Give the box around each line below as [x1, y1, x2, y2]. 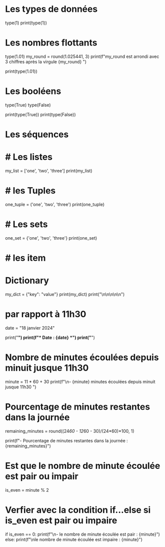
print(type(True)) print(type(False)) [5, 111, 76, 117]
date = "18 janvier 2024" [5, 325, 55, 331]
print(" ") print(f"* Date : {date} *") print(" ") [5, 335, 95, 340]
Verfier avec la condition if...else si [5, 504, 151, 515]
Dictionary [5, 275, 49, 286]
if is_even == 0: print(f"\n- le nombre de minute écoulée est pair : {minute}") [5, 531, 160, 537]
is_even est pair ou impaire [5, 515, 118, 526]
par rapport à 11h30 [5, 309, 86, 320]
